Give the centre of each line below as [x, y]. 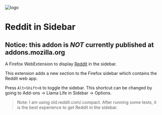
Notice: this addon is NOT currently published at [80, 45]
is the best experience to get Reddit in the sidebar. [67, 107]
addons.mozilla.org [35, 52]
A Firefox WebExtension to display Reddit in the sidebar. [61, 64]
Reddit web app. [21, 78]
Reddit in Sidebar [40, 27]
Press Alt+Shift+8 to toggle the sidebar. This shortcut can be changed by [79, 88]
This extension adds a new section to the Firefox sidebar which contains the [81, 73]
